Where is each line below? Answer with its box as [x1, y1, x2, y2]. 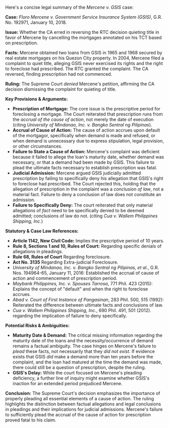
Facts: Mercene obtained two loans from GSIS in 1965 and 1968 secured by [5, 50, 162, 55]
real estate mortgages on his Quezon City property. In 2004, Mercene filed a [5, 55, 164, 61]
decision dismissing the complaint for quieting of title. [5, 86, 117, 92]
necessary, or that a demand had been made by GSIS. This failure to [12, 159, 155, 165]
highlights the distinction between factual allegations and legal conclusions [5, 401, 161, 407]
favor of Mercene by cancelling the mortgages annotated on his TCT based [5, 35, 162, 40]
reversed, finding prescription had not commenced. [5, 71, 112, 77]
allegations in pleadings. [12, 249, 63, 254]
